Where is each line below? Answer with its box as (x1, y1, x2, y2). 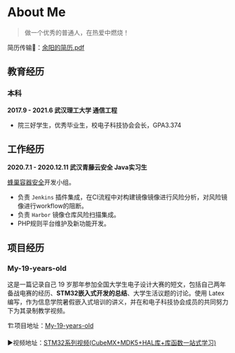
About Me (7, 4, 66, 20)
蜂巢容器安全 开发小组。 (7, 178, 75, 187)
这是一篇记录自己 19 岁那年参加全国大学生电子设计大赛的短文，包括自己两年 (7, 280, 227, 288)
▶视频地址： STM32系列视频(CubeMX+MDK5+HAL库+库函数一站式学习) (7, 338, 217, 347)
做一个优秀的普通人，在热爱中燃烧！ (24, 28, 130, 36)
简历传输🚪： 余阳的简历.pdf (7, 43, 85, 51)
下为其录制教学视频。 (7, 307, 69, 315)
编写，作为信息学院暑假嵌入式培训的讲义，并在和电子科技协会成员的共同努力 (7, 298, 229, 306)
